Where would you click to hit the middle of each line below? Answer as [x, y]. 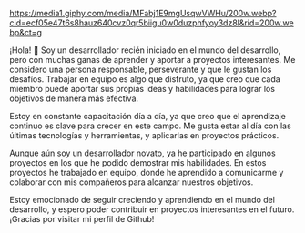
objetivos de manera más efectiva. [74, 98]
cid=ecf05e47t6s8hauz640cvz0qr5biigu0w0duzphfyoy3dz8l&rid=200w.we [152, 23]
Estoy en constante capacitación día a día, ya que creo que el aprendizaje [148, 116]
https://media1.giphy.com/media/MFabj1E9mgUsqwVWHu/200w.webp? [143, 13]
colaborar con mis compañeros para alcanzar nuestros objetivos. [132, 182]
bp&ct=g [26, 32]
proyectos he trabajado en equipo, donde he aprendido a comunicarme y [147, 172]
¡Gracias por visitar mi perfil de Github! [82, 219]
